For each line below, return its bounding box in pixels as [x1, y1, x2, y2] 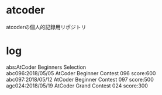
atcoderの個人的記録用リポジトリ [6, 23, 87, 30]
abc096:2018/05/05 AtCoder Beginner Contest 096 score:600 [6, 69, 156, 76]
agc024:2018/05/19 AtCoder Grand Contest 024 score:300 [6, 82, 148, 89]
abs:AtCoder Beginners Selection [6, 64, 87, 71]
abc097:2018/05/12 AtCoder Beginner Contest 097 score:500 [6, 76, 154, 83]
